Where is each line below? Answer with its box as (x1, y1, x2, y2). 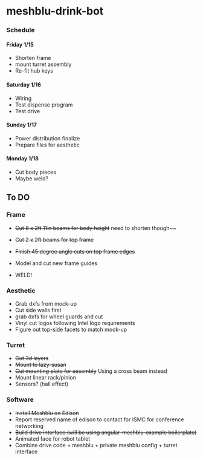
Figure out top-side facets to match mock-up (14, 326, 127, 333)
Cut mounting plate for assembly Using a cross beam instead (14, 367, 167, 375)
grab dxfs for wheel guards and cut (14, 313, 103, 320)
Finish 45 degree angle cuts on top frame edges (14, 248, 135, 255)
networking (14, 422, 44, 429)
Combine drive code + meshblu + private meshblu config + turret (14, 441, 178, 448)
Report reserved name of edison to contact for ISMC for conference (14, 416, 184, 423)
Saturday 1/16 (6, 80, 41, 88)
